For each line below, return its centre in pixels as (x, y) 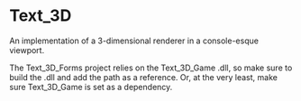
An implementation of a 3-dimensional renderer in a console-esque (134, 41)
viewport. (27, 50)
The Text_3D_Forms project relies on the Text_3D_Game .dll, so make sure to (151, 68)
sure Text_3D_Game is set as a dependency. (91, 87)
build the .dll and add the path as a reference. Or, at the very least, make (143, 77)
